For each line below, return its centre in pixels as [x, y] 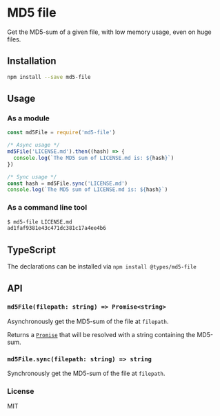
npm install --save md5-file [49, 77]
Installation [32, 61]
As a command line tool [47, 208]
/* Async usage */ [33, 145]
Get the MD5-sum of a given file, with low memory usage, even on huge [109, 32]
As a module [29, 118]
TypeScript [32, 250]
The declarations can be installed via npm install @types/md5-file [102, 266]
